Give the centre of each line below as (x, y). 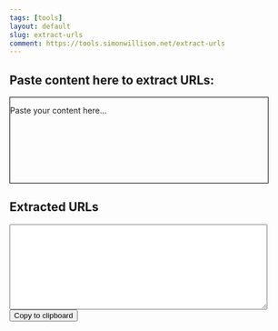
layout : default (40, 26)
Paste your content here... (59, 111)
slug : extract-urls (46, 35)
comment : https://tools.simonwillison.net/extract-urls (117, 43)
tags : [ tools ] (36, 18)
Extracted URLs (54, 207)
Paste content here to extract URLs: (112, 80)
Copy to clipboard (44, 315)
